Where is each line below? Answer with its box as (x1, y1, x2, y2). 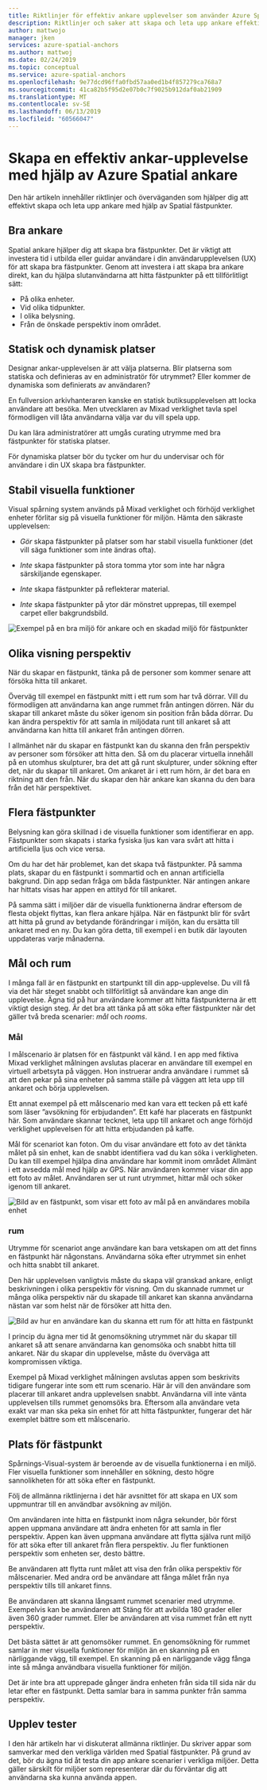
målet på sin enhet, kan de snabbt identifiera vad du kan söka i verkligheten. (8, 1147, 258, 1157)
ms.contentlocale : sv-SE (8, 100, 91, 108)
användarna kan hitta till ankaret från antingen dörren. (8, 725, 185, 735)
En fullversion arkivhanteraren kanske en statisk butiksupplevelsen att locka (8, 396, 257, 405)
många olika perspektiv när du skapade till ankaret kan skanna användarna (8, 1293, 253, 1302)
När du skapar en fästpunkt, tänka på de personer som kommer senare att (8, 668, 252, 678)
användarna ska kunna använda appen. (8, 1773, 137, 1782)
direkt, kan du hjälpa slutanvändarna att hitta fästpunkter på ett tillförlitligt (8, 270, 249, 280)
